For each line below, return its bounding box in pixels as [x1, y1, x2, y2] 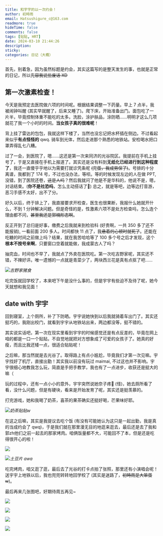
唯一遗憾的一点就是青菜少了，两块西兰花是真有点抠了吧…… [34, 257, 153, 263]
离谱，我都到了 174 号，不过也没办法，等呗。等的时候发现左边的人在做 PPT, [5, 171, 157, 177]
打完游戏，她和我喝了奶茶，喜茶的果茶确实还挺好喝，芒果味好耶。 [5, 397, 137, 403]
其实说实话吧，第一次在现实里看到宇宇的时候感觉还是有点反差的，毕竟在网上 [5, 330, 158, 335]
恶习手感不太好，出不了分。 [5, 189, 61, 195]
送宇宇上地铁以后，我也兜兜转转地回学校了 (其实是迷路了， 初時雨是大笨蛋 [5, 472, 153, 478]
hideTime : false [5, 25, 38, 30]
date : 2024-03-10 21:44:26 [5, 39, 60, 44]
